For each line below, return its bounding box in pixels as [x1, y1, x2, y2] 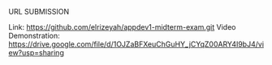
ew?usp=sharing [8, 48, 65, 57]
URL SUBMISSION [8, 7, 70, 16]
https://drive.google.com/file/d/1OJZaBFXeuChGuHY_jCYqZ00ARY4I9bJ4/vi [8, 39, 265, 49]
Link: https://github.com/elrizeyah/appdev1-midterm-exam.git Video [8, 22, 236, 31]
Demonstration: [8, 31, 60, 40]
